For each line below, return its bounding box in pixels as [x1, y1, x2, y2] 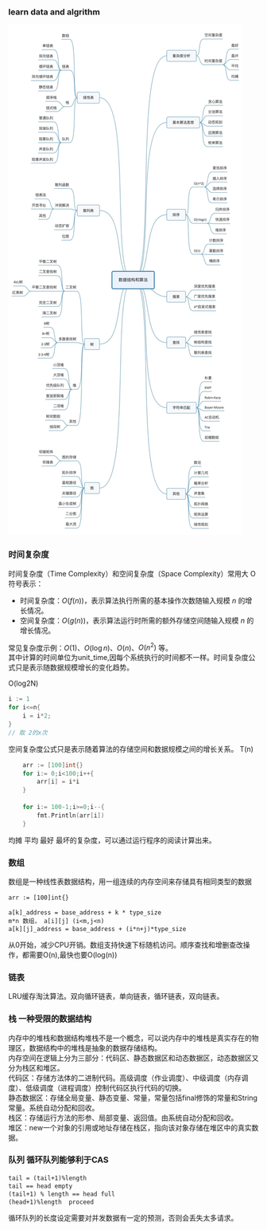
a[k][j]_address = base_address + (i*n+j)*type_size [8, 925, 187, 933]
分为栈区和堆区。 [8, 1063, 64, 1072]
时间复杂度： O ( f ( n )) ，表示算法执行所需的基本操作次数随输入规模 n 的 [19, 595, 246, 605]
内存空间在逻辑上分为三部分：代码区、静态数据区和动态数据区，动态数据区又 [8, 1053, 259, 1063]
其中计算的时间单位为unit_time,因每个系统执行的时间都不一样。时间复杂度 [8, 653, 249, 662]
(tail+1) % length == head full [8, 1190, 115, 1198]
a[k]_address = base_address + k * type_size [8, 908, 161, 917]
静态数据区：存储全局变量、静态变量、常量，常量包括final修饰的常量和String [8, 1093, 258, 1102]
